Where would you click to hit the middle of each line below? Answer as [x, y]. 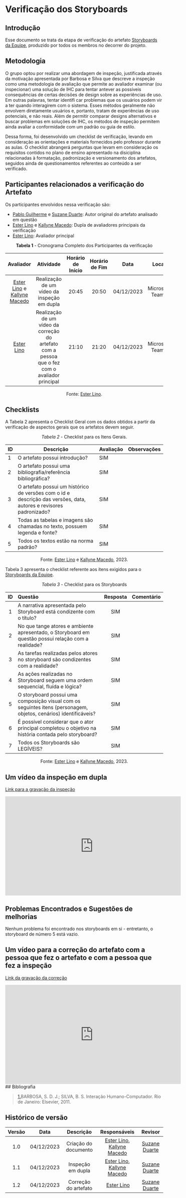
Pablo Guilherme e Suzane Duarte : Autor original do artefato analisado [85, 214]
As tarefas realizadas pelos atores [58, 653]
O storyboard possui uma [48, 695]
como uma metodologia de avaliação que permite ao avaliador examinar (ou [83, 84]
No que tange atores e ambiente [56, 626]
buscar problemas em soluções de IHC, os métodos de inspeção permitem [82, 121]
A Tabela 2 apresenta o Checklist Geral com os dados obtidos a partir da [80, 422]
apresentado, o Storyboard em [54, 632]
